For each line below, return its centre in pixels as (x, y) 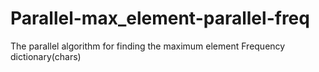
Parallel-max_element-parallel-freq (160, 18)
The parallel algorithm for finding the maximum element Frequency (148, 46)
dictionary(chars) (46, 56)
